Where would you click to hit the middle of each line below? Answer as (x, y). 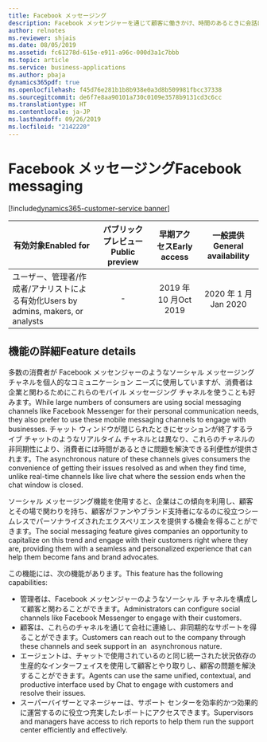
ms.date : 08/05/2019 (43, 45)
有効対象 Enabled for (51, 245)
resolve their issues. (52, 693)
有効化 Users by (49, 300)
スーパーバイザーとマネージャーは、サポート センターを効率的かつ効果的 (139, 702)
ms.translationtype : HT (48, 104)
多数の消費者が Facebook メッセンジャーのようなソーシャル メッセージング (132, 372)
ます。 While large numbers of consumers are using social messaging (128, 402)
